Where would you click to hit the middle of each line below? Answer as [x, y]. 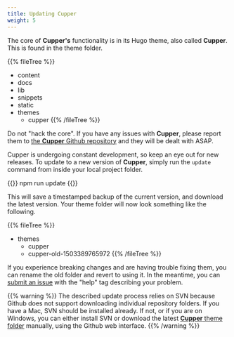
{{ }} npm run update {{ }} [43, 183]
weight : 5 [22, 20]
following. [21, 211]
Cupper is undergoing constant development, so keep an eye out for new [113, 154]
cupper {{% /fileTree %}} [64, 119]
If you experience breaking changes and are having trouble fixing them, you [117, 267]
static [25, 105]
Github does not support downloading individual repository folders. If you [113, 303]
